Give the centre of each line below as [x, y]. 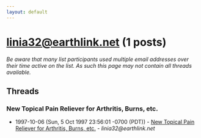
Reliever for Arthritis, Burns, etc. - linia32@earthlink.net [85, 128]
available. [19, 72]
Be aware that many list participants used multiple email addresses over [98, 59]
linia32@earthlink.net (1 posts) [86, 42]
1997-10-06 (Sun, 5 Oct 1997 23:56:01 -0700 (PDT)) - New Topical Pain [105, 122]
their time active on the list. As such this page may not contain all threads [99, 65]
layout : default [27, 12]
